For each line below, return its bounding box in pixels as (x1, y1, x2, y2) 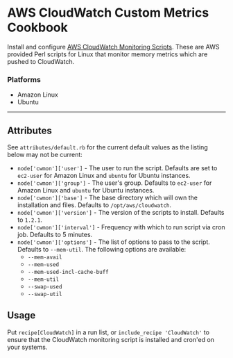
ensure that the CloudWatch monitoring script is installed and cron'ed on (7, 335, 215, 343)
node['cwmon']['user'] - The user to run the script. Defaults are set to (17, 164, 218, 172)
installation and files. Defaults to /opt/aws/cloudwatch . (17, 201, 172, 209)
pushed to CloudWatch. (7, 57, 75, 65)
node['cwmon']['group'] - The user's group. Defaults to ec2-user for (17, 179, 212, 187)
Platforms (7, 74, 42, 84)
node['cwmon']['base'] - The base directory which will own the (17, 193, 198, 202)
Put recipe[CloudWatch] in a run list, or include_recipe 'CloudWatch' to (7, 328, 210, 336)
